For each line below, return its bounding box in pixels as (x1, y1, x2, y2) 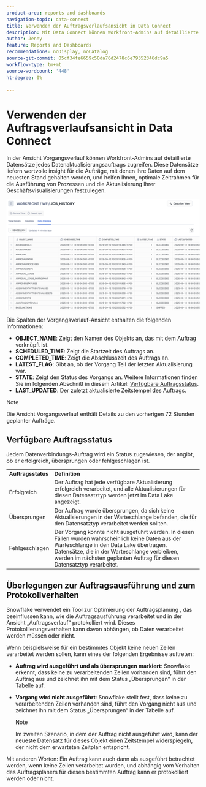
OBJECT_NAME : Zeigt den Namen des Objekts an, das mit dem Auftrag (15, 334, 196, 342)
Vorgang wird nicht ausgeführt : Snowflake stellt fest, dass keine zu (15, 694, 188, 701)
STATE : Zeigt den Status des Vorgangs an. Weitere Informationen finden (15, 374, 198, 381)
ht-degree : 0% (6, 74, 43, 81)
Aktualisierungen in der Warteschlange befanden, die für (54, 513, 197, 521)
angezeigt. (54, 498, 81, 505)
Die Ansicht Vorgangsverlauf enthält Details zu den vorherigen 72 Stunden (6, 410, 195, 418)
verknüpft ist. (15, 341, 49, 348)
